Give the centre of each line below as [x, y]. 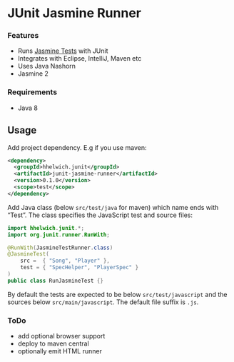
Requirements [32, 92]
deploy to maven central [53, 343]
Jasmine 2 [33, 74]
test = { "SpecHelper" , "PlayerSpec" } [80, 268]
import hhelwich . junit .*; [46, 228]
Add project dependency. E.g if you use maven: [77, 147]
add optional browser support [61, 336]
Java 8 [27, 108]
